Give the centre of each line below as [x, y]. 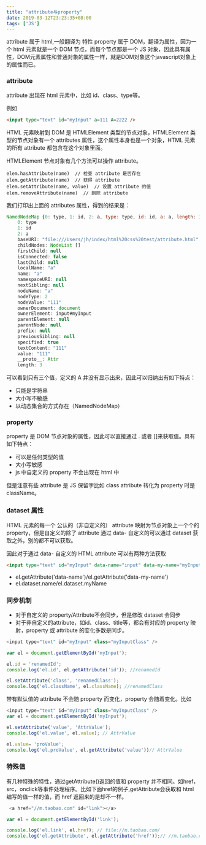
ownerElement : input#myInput [55, 314]
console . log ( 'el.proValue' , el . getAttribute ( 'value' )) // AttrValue [94, 750]
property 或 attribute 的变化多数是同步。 [77, 630]
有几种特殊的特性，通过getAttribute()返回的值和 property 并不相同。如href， [103, 781]
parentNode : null [40, 325]
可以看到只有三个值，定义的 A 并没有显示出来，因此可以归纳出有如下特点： [101, 377]
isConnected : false [42, 257]
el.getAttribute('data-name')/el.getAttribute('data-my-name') [92, 577]
